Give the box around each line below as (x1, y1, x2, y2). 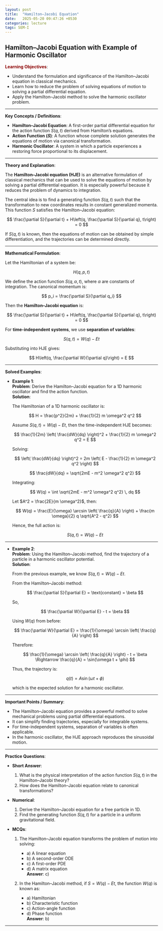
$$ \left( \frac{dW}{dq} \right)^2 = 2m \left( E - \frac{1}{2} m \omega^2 (14, 456, 156, 461)
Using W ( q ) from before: (12, 618, 62, 623)
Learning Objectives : (5, 64, 48, 70)
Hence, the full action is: (12, 522, 61, 528)
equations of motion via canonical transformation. (12, 138, 112, 144)
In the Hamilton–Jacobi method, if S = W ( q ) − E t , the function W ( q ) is (19, 880, 158, 886)
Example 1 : (12, 378, 34, 384)
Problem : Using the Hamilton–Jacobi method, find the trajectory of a (12, 551, 149, 557)
